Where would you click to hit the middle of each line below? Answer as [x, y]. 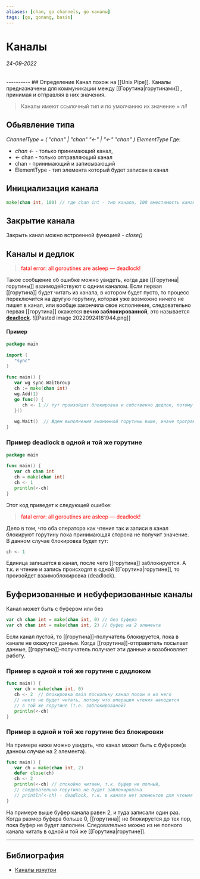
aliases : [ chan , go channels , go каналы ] [58, 12]
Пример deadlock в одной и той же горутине [74, 443]
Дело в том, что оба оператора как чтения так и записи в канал [87, 528]
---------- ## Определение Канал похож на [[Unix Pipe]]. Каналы [89, 82]
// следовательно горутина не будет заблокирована [78, 790]
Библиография [35, 856]
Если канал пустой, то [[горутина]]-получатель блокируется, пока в [93, 636]
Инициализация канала [53, 189]
